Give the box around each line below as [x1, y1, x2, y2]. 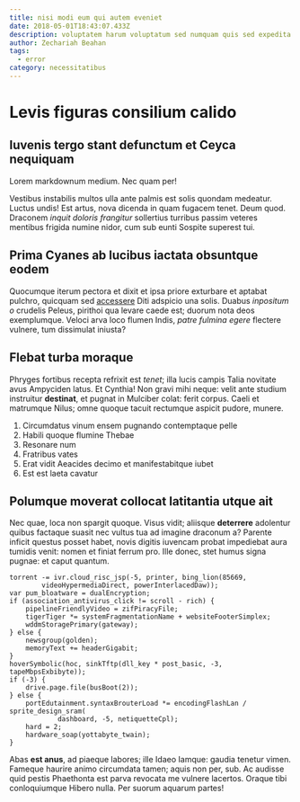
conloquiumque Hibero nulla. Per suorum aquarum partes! [9, 783, 225, 794]
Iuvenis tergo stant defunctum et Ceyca [9, 138, 236, 153]
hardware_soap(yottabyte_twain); [25, 730, 151, 740]
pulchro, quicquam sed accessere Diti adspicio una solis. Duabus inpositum [9, 295, 289, 306]
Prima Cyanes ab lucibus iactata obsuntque [9, 248, 259, 263]
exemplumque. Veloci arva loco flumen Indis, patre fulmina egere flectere [9, 314, 281, 325]
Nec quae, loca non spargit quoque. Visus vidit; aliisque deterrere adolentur [9, 518, 291, 529]
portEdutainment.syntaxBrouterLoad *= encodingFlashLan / [25, 699, 247, 708]
